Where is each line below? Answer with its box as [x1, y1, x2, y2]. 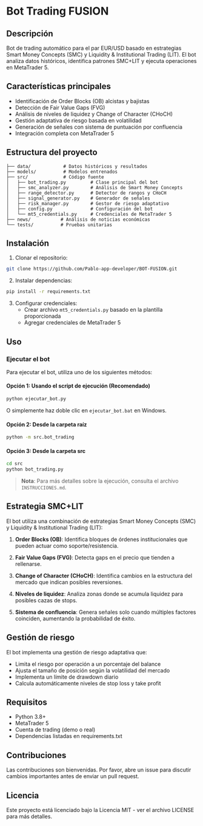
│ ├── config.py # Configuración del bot [6, 206, 153, 212]
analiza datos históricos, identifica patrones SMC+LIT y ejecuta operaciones [6, 58, 197, 64]
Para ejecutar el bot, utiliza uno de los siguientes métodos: [6, 368, 153, 375]
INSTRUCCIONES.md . [21, 483, 67, 491]
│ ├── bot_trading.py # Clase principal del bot [6, 179, 159, 186]
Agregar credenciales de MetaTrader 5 [24, 319, 121, 326]
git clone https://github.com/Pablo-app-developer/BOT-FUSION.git [6, 266, 178, 272]
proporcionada [24, 312, 61, 320]
